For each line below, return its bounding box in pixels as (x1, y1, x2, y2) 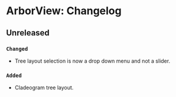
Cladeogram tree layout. (14, 84, 74, 91)
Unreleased (6, 28, 50, 38)
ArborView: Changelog (6, 4, 122, 18)
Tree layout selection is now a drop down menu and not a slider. (14, 57, 170, 64)
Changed (6, 46, 28, 52)
